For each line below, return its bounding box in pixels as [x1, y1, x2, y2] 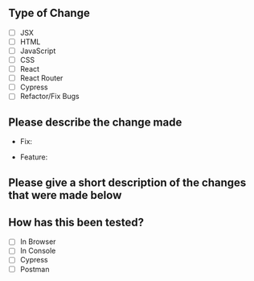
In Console [19, 246, 56, 256]
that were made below [8, 188, 122, 202]
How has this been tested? [8, 215, 145, 229]
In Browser [19, 237, 56, 246]
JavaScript [19, 46, 56, 56]
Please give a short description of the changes [8, 176, 247, 189]
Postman [19, 264, 50, 274]
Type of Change [8, 6, 90, 20]
